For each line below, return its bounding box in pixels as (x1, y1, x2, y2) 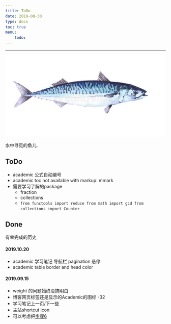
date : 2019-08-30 (5, 13, 42, 19)
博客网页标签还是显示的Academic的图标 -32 (12, 294, 105, 300)
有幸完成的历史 (5, 234, 37, 240)
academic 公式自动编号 (12, 171, 62, 178)
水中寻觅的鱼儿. (5, 142, 38, 148)
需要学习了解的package (12, 183, 63, 189)
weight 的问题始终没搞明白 (12, 287, 69, 293)
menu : (5, 30, 17, 35)
